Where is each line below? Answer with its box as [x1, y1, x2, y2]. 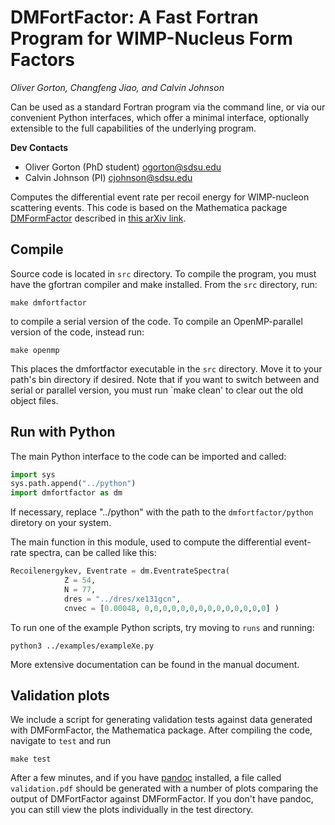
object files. [10, 394, 59, 406]
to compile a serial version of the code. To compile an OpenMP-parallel [10, 315, 303, 327]
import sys [10, 469, 56, 480]
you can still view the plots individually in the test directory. [10, 804, 254, 816]
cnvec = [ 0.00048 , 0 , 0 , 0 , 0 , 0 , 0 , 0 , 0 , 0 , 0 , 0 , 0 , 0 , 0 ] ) [63, 603, 280, 613]
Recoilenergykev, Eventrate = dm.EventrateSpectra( [10, 566, 230, 576]
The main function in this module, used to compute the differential [10, 536, 282, 548]
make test [10, 754, 52, 765]
